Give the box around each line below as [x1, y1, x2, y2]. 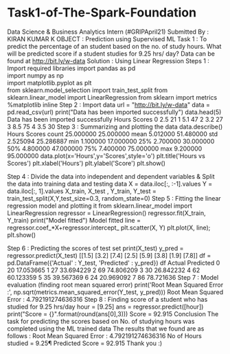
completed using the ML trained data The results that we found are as [7, 324, 205, 333]
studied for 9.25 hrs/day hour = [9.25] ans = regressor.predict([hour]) [7, 302, 204, 311]
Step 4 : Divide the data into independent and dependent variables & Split [7, 172, 215, 180]
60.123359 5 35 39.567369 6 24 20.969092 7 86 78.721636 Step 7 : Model [7, 273, 219, 281]
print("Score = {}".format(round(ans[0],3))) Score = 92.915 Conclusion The [7, 309, 219, 318]
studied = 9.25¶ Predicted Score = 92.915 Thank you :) [7, 339, 163, 347]
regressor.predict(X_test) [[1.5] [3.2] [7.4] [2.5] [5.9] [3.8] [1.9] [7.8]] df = [7, 251, 211, 259]
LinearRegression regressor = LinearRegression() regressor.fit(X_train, [7, 208, 206, 217]
